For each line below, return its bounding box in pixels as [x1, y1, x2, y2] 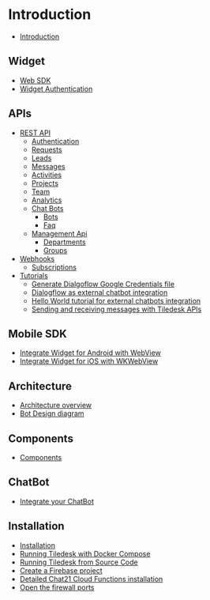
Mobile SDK [8, 326, 67, 341]
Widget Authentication [19, 84, 93, 93]
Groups [43, 245, 68, 255]
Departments [43, 237, 86, 247]
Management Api [31, 228, 88, 238]
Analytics [31, 195, 62, 205]
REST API [19, 128, 51, 138]
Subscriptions [31, 262, 77, 272]
